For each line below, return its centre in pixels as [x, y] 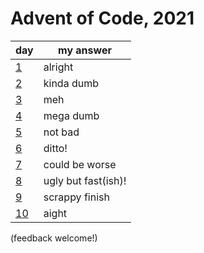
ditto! [55, 148]
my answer [85, 50]
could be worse [80, 164]
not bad [61, 132]
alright [58, 67]
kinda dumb [71, 83]
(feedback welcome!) [54, 238]
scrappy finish [76, 197]
